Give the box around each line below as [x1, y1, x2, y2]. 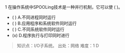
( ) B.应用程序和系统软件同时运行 [12, 21, 77, 26]
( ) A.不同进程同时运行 [12, 14, 56, 20]
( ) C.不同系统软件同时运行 [12, 26, 65, 32]
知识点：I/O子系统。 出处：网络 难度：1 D [16, 43, 99, 48]
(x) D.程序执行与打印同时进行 [12, 33, 70, 38]
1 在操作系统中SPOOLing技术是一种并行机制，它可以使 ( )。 [5, 4, 123, 10]
